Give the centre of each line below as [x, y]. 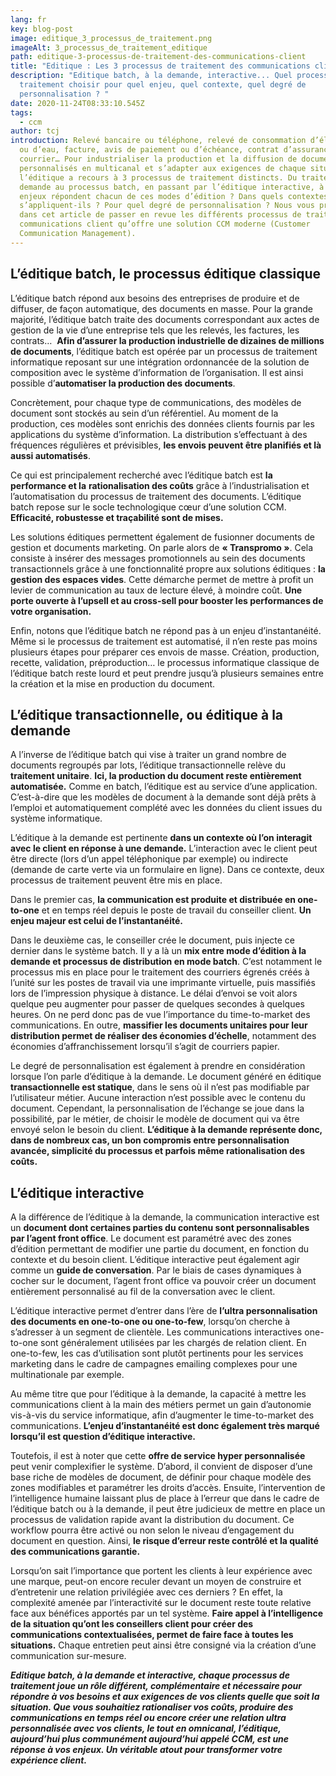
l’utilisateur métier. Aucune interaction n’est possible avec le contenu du [158, 1098]
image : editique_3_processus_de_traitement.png [111, 38]
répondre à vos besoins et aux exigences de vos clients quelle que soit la [165, 1697]
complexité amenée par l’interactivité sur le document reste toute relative [161, 1603]
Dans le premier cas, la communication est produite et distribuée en [153, 900]
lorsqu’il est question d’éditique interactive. [103, 1437]
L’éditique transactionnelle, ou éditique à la [147, 714]
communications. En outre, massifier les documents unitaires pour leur [159, 1025]
